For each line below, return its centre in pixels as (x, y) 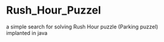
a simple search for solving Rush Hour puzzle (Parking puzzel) (82, 27)
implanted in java (27, 33)
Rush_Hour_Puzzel (54, 10)
